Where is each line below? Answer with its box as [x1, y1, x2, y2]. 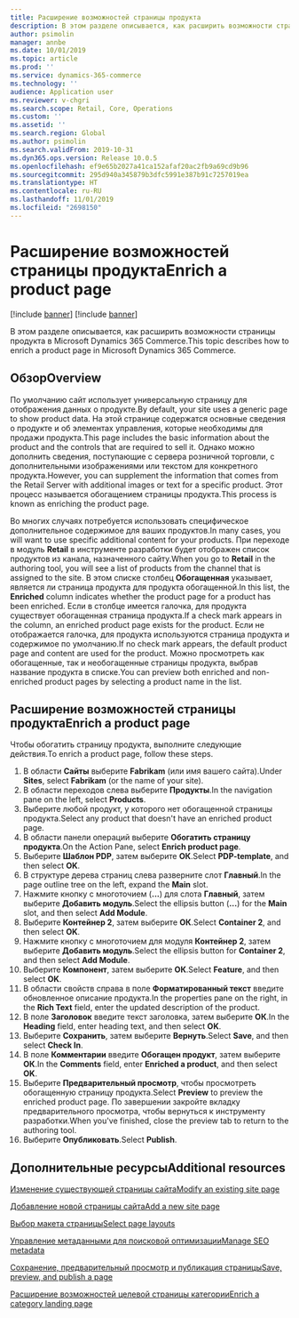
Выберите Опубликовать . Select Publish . [22, 1135, 177, 1145]
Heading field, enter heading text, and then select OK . [22, 1021, 222, 1032]
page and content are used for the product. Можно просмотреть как [10, 647, 265, 658]
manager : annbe [10, 37, 67, 47]
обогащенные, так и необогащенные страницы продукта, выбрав [10, 657, 258, 668]
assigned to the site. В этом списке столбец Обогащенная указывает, [10, 572, 273, 583]
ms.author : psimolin [10, 137, 87, 146]
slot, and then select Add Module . [22, 908, 148, 919]
